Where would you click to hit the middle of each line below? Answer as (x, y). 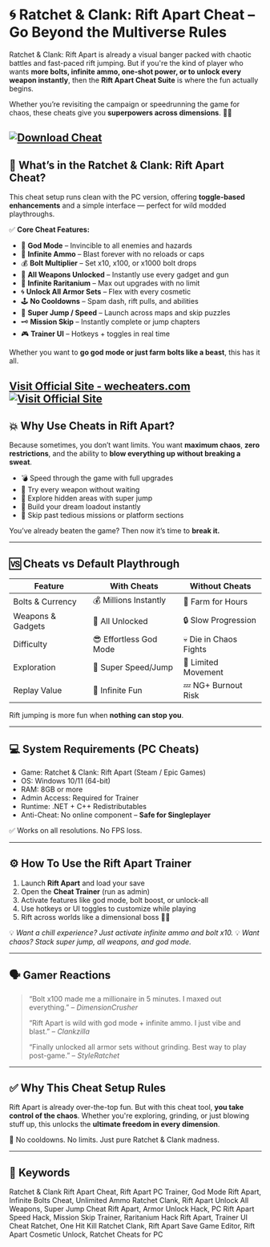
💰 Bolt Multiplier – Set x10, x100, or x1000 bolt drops (109, 263)
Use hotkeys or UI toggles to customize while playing (108, 909)
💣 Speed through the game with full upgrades (97, 478)
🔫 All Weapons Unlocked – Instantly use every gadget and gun (125, 275)
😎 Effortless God (125, 639)
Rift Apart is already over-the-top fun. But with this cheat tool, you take (127, 1107)
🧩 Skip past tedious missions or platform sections (102, 516)
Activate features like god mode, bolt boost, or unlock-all (115, 900)
